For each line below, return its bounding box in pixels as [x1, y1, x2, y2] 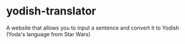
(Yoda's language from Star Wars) [6, 30, 91, 37]
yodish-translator [6, 4, 96, 18]
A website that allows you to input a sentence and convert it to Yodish [6, 24, 180, 31]
